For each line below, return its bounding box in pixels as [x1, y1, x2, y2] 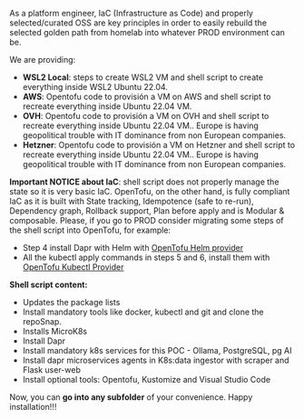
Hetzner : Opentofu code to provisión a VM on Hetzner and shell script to [22, 140, 296, 150]
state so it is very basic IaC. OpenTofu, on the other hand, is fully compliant [9, 186, 290, 196]
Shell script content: [9, 279, 88, 290]
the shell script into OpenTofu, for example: [9, 224, 171, 235]
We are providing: [9, 55, 76, 65]
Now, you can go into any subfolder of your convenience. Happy [9, 392, 253, 403]
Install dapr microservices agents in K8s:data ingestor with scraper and [22, 354, 289, 365]
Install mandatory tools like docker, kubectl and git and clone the [22, 306, 265, 317]
